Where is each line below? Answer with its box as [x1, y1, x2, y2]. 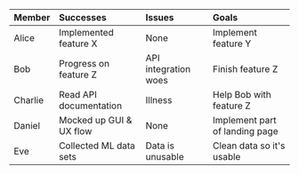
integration [145, 63, 191, 75]
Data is [145, 139, 175, 152]
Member [13, 12, 51, 23]
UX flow [59, 125, 93, 137]
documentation [59, 99, 123, 112]
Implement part [212, 115, 277, 126]
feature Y [212, 37, 252, 50]
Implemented [59, 27, 114, 38]
